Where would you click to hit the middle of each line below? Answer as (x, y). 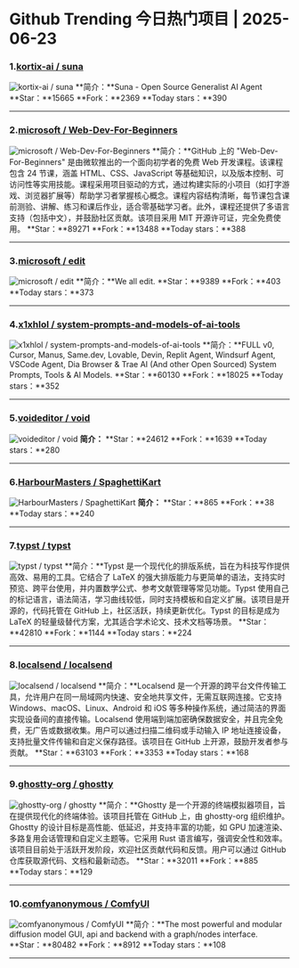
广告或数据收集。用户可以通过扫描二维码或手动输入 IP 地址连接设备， (159, 730)
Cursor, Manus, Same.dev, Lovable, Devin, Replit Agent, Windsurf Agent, (142, 355)
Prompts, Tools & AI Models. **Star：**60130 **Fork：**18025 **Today (146, 375)
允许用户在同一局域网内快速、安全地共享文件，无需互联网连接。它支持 (153, 696)
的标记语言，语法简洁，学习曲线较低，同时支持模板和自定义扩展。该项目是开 (149, 600)
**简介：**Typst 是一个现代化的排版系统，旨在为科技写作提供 (177, 566)
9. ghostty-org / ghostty (61, 784)
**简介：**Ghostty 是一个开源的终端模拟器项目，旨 (192, 805)
